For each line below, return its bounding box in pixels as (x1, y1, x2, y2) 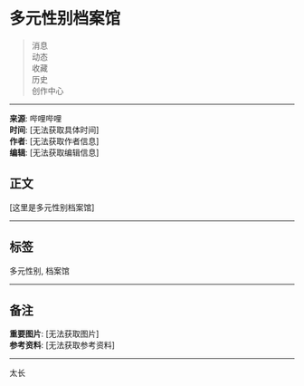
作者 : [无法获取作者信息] (9, 135, 100, 146)
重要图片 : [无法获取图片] (9, 328, 100, 340)
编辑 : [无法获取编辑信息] (9, 147, 100, 158)
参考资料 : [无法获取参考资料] (9, 340, 116, 351)
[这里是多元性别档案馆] (9, 201, 95, 213)
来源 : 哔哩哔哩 (9, 112, 62, 123)
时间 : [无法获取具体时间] (9, 124, 100, 135)
